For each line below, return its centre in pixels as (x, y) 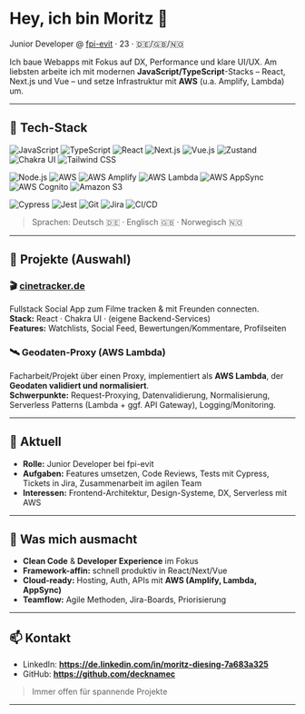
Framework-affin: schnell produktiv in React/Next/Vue (125, 570)
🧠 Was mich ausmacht (74, 539)
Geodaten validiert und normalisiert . (79, 385)
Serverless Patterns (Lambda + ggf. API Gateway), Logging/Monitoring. (143, 404)
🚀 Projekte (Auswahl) (70, 259)
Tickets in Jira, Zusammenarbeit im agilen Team (112, 483)
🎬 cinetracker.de (47, 286)
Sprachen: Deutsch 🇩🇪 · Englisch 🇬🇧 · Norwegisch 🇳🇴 (137, 222)
